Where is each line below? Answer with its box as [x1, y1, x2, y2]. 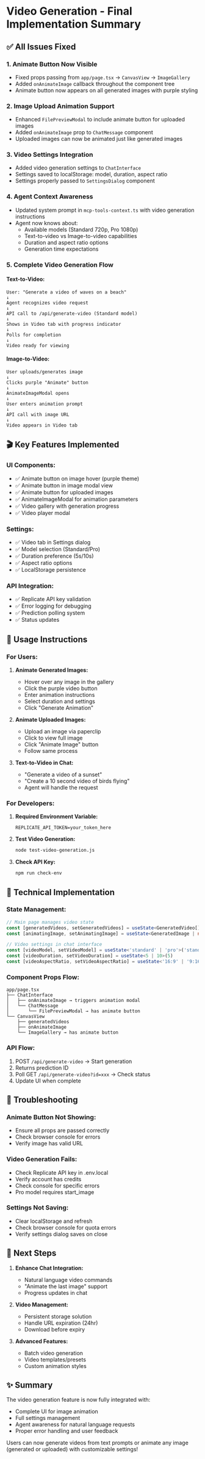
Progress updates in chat [24, 1289, 88, 1296]
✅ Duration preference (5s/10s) [15, 552, 94, 560]
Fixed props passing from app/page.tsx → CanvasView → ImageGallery [15, 73, 190, 81]
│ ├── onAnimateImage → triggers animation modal [6, 998, 140, 1004]
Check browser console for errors [15, 1133, 101, 1140]
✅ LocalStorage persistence [15, 566, 87, 574]
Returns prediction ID [15, 1064, 69, 1072]
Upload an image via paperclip [24, 728, 101, 735]
